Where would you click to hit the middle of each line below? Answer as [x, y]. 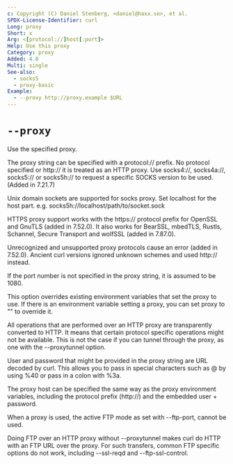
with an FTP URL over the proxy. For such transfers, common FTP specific [113, 445]
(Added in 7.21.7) [31, 185]
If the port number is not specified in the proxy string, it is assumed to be [112, 275]
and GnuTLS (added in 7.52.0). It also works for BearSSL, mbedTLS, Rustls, [115, 226]
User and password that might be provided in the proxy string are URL [108, 360]
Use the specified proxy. [42, 149]
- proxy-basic [34, 85]
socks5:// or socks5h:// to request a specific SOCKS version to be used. [110, 177]
